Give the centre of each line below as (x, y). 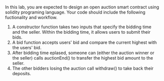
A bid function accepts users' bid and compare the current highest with (84, 42)
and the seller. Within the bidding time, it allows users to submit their (81, 32)
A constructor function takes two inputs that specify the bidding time (82, 27)
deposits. (22, 73)
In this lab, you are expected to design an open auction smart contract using (82, 7)
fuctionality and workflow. (31, 17)
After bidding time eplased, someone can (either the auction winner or (83, 53)
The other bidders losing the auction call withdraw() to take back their (83, 68)
